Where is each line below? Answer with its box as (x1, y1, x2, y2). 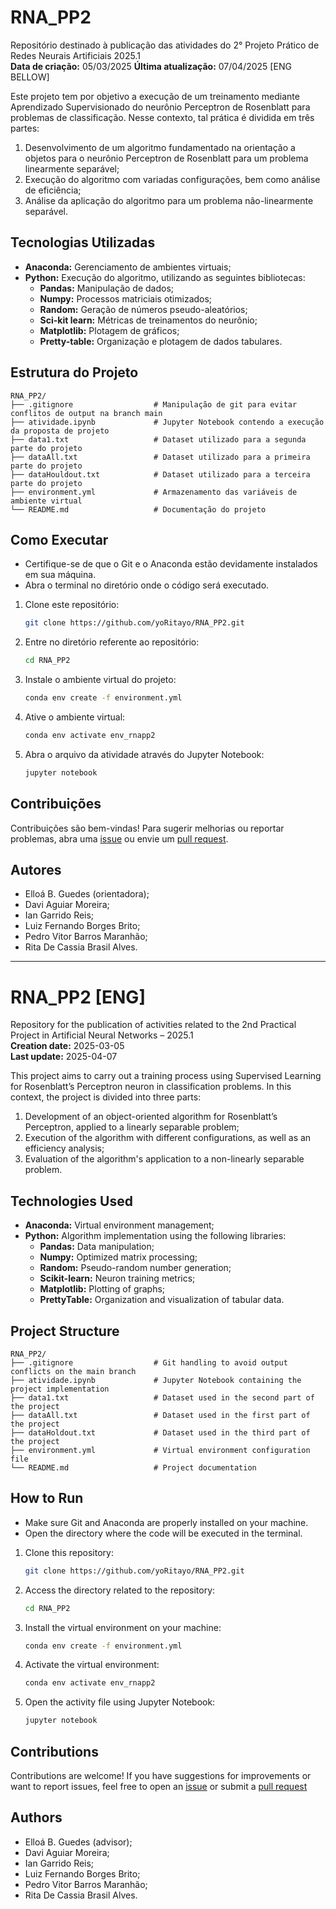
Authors (10, 1809, 63, 1826)
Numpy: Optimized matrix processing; (39, 1251, 198, 1263)
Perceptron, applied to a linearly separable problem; (24, 1121, 240, 1133)
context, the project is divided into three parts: (10, 1091, 202, 1103)
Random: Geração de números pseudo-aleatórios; (39, 303, 248, 315)
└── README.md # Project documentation (10, 1462, 257, 1473)
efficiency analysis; (24, 1142, 105, 1155)
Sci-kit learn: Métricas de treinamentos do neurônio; (39, 314, 258, 326)
